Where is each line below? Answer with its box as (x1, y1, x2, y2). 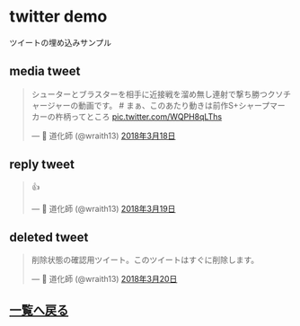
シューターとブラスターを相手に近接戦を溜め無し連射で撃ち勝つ (31, 88, 268, 100)
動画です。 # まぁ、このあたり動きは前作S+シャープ (77, 100, 270, 110)
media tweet (9, 64, 81, 79)
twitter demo (9, 6, 108, 27)
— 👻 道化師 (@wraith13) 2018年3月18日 (31, 130, 176, 141)
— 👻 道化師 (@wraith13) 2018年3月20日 (31, 274, 178, 285)
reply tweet (9, 157, 75, 172)
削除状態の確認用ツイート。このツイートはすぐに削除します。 (31, 254, 260, 266)
